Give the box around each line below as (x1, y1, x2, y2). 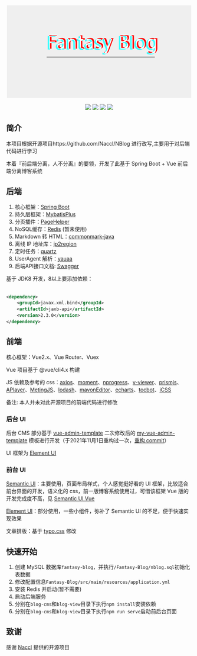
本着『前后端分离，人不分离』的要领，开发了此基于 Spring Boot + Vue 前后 (6, 160, 188, 167)
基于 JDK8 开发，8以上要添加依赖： (6, 275, 93, 282)
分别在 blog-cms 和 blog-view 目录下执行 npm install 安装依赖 (14, 600, 156, 607)
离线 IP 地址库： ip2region (14, 240, 77, 247)
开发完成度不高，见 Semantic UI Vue (6, 495, 95, 502)
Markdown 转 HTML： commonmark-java (14, 233, 114, 240)
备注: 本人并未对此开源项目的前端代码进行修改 (6, 398, 118, 406)
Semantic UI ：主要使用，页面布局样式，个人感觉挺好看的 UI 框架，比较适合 (6, 480, 189, 487)
